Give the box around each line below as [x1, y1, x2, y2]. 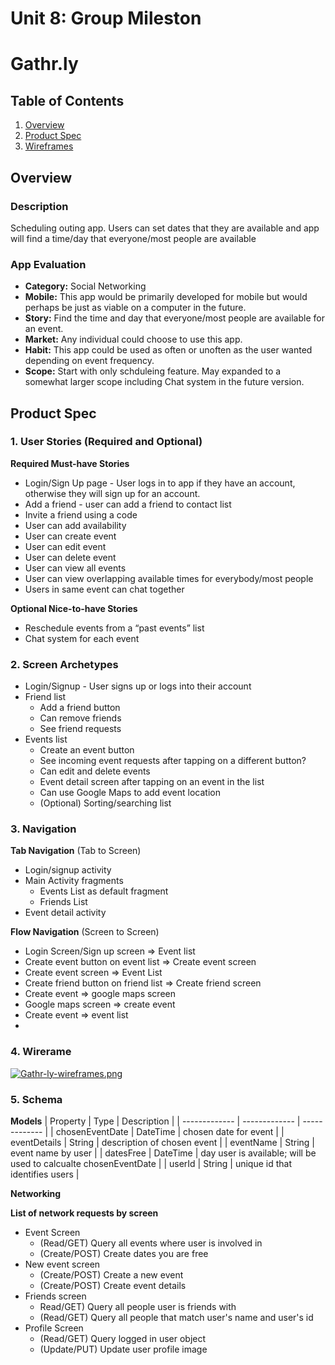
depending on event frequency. [24, 355, 155, 367]
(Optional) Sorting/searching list [39, 797, 172, 809]
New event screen [24, 1258, 101, 1271]
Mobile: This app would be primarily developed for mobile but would [24, 291, 308, 303]
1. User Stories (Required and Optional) [10, 435, 203, 449]
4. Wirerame [10, 1045, 72, 1059]
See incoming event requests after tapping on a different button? [39, 755, 307, 767]
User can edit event [24, 540, 107, 552]
